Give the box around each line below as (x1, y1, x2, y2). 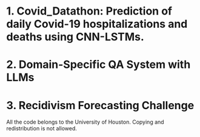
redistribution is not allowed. (6, 125, 78, 132)
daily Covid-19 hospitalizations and (6, 17, 188, 31)
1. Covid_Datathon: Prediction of (6, 4, 173, 18)
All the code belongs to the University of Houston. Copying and (6, 118, 165, 125)
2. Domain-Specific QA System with (6, 58, 191, 72)
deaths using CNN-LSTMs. (6, 30, 144, 44)
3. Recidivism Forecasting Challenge (6, 98, 195, 112)
